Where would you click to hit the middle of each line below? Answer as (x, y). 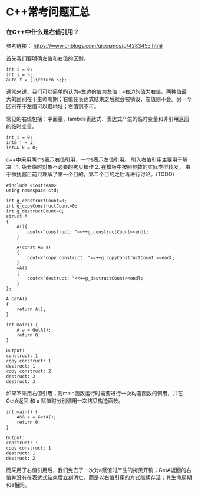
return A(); (31, 310)
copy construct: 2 (29, 372)
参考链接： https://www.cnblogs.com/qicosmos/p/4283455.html (85, 46)
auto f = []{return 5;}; (37, 80)
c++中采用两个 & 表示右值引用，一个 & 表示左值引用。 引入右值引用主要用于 (94, 159)
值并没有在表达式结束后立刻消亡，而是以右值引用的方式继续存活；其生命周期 (99, 477)
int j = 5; (19, 75)
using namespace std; (33, 191)
